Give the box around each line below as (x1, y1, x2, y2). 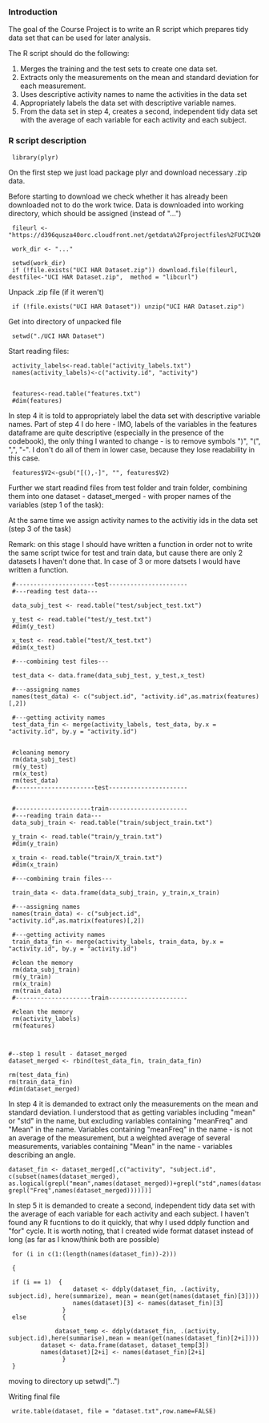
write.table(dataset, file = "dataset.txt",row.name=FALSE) (11, 1407, 217, 1415)
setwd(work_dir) (11, 259, 66, 267)
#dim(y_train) (11, 839, 59, 847)
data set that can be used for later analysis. (8, 33, 151, 42)
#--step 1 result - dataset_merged (8, 1050, 127, 1058)
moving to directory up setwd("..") (8, 1376, 120, 1385)
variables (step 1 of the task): (8, 500, 104, 509)
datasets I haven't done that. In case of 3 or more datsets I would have (8, 556, 241, 566)
